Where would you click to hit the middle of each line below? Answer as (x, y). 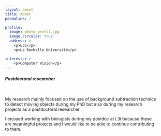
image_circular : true (31, 36)
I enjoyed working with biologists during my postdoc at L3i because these (79, 119)
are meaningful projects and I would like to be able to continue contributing (80, 124)
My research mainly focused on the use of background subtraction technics (80, 99)
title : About (18, 14)
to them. (13, 129)
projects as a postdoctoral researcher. (43, 109)
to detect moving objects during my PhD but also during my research (74, 104)
